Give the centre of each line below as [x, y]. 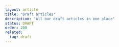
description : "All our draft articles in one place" [60, 19]
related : [14, 32]
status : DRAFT [20, 23]
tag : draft [21, 37]
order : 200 [16, 28]
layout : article [22, 10]
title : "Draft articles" [30, 14]
